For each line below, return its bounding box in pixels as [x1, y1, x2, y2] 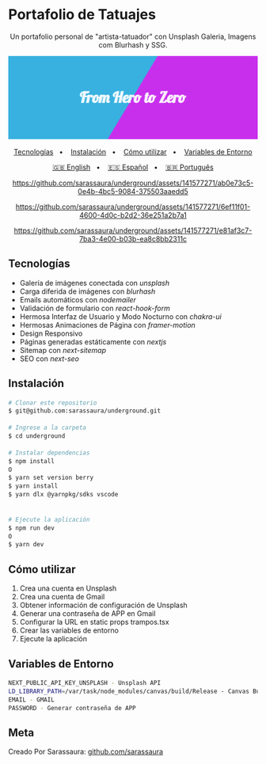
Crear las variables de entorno [19, 625, 119, 635]
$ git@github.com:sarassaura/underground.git [8, 407, 161, 415]
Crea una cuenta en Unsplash [19, 583, 117, 593]
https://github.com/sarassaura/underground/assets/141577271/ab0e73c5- [12, 178, 254, 188]
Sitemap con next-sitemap [19, 345, 107, 355]
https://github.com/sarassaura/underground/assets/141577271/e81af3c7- [13, 226, 253, 235]
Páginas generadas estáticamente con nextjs [19, 336, 167, 346]
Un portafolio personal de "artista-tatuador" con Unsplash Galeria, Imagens [9, 32, 256, 41]
